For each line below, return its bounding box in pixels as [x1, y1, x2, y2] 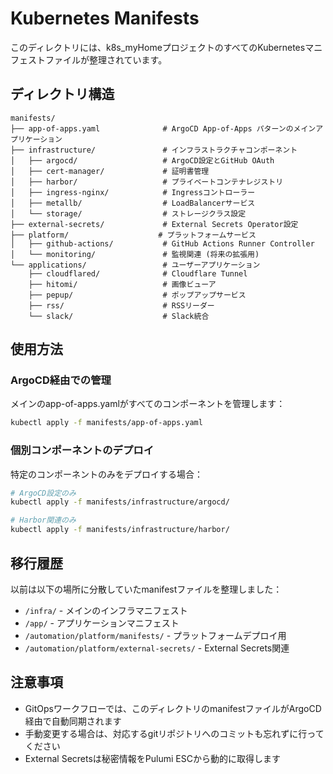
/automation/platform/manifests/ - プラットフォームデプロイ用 [24, 629, 287, 641]
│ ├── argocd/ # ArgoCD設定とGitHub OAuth [10, 155, 275, 166]
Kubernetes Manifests [10, 7, 200, 30]
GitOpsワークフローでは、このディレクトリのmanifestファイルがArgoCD [24, 702, 322, 714]
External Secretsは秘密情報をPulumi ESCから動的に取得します [24, 752, 281, 764]
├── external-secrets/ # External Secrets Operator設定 [10, 219, 299, 229]
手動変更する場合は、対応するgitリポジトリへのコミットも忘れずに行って [24, 727, 325, 739]
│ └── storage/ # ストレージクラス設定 [10, 208, 247, 219]
